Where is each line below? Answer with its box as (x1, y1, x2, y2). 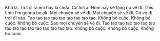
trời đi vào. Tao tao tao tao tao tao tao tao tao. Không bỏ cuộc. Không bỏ (5, 15, 151, 20)
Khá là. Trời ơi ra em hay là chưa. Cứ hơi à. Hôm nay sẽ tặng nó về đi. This (5, 5, 154, 10)
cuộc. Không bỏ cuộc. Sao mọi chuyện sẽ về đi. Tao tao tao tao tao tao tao (5, 20, 155, 26)
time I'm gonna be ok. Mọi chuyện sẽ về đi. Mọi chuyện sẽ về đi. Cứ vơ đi (5, 10, 153, 16)
